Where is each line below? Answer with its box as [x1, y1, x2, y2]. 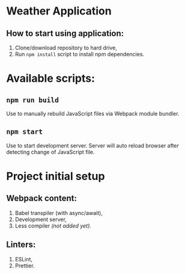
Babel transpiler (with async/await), [14, 209, 103, 216]
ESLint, [14, 255, 33, 263]
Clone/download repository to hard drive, [14, 44, 117, 51]
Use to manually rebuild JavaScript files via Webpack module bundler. [6, 110, 180, 117]
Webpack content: [6, 193, 77, 204]
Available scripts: [6, 72, 95, 86]
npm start [6, 128, 43, 136]
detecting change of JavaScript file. [6, 148, 95, 155]
